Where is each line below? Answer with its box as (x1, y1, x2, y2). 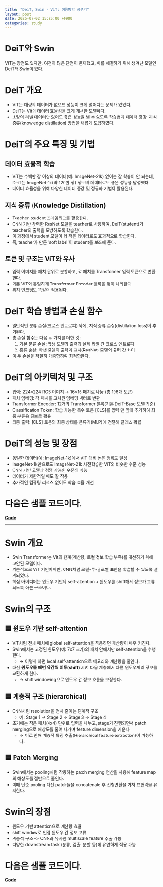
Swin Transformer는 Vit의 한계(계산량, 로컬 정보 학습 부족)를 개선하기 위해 (12, 554, 153, 560)
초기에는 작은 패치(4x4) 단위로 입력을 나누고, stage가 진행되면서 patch (12, 720, 147, 726)
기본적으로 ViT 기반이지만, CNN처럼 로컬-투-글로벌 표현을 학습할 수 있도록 (12, 567, 153, 572)
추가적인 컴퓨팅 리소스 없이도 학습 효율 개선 (12, 479, 94, 485)
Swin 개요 (5, 537, 44, 549)
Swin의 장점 (5, 806, 51, 818)
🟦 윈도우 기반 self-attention (5, 624, 88, 633)
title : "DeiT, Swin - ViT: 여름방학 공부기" (5, 7, 90, 12)
